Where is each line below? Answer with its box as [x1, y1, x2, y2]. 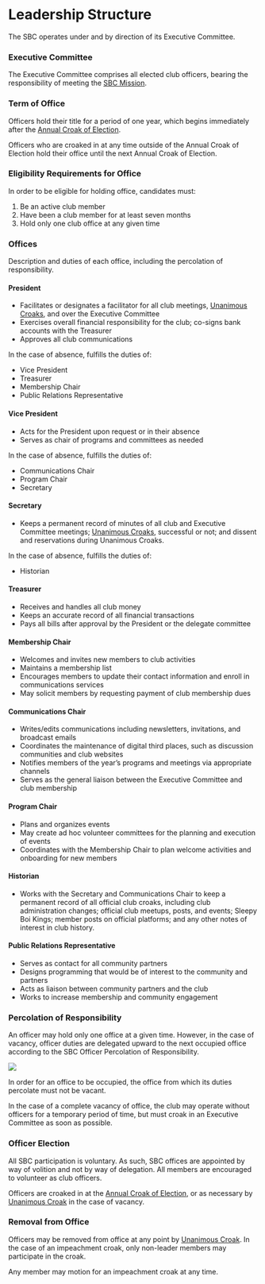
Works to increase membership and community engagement [19, 992, 218, 1002]
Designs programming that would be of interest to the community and [19, 967, 248, 977]
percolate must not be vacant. [8, 1086, 106, 1096]
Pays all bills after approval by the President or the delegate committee [19, 618, 252, 628]
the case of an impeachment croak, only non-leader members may [8, 1243, 227, 1252]
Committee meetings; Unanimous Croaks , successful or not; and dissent [19, 527, 257, 536]
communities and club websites [19, 749, 124, 760]
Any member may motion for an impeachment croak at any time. [8, 1267, 219, 1276]
